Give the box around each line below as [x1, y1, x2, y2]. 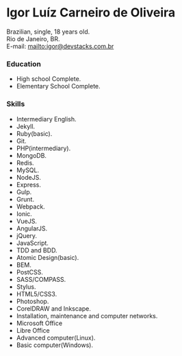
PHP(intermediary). [16, 144, 71, 152]
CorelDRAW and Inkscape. [16, 304, 92, 313]
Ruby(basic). [16, 129, 53, 138]
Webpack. [16, 202, 45, 211]
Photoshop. [16, 297, 49, 305]
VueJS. [16, 217, 37, 225]
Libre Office [16, 326, 50, 334]
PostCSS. [16, 268, 44, 276]
